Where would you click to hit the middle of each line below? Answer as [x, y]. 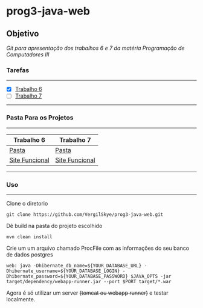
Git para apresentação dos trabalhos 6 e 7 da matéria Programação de [95, 48]
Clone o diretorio [27, 204]
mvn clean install [29, 237]
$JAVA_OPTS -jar [151, 276]
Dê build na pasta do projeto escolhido [54, 226]
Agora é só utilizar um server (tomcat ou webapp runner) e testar [87, 293]
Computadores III [28, 55]
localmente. [21, 300]
